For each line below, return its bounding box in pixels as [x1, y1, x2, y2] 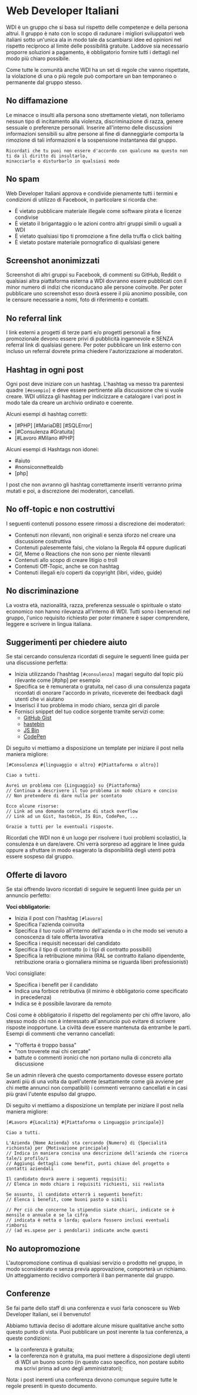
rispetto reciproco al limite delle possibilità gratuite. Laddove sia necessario [6, 42, 189, 49]
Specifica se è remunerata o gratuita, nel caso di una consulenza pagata [14, 683, 191, 690]
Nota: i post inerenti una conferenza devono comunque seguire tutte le [6, 1376, 178, 1383]
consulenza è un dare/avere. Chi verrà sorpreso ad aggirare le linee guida [6, 840, 185, 848]
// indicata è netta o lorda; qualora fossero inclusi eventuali [6, 1217, 169, 1223]
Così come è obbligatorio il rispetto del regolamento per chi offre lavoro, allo [6, 1011, 191, 1018]
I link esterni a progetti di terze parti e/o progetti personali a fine [6, 329, 161, 336]
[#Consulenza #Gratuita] [14, 428, 75, 435]
